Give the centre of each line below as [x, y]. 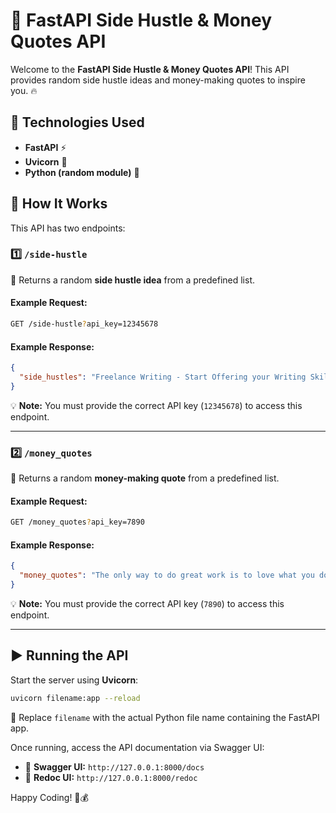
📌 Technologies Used [77, 122]
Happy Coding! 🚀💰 [49, 797]
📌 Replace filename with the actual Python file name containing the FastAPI [165, 717]
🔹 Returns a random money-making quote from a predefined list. [145, 478]
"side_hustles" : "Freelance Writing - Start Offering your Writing [163, 377]
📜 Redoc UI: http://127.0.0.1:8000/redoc [111, 777]
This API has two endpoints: [68, 228]
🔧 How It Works [59, 204]
